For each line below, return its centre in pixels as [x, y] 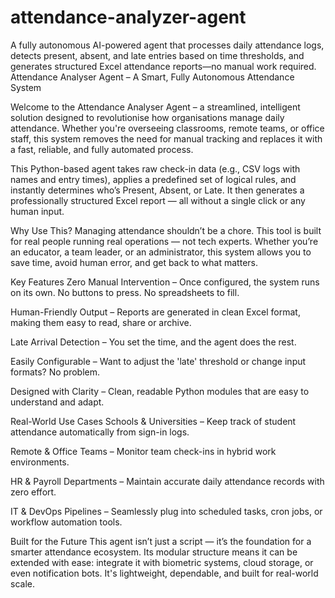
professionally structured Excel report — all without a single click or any [158, 200]
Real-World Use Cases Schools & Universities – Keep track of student [153, 421]
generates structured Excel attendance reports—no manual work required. [163, 66]
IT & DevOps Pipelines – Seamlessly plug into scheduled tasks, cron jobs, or [166, 511]
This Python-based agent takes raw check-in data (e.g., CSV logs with [155, 168]
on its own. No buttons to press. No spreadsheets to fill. [125, 292]
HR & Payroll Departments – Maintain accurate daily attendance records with [167, 481]
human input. [37, 211]
